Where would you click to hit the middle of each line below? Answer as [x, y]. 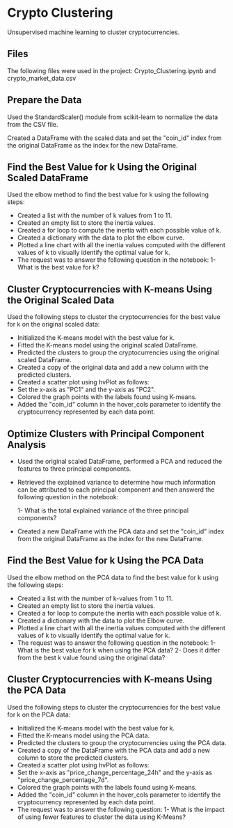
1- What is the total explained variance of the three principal [103, 510]
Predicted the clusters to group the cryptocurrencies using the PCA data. [122, 742]
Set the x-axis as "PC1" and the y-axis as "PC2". [86, 390]
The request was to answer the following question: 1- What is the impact [121, 809]
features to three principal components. [74, 469]
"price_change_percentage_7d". [63, 780]
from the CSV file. [33, 124]
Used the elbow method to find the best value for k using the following [108, 195]
